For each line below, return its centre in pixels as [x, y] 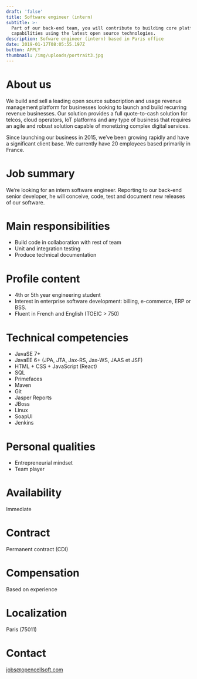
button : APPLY [23, 50]
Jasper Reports [33, 398]
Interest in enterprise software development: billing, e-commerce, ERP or [103, 302]
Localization [37, 613]
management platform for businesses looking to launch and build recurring [96, 107]
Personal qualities [51, 447]
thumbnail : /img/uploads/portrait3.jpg [55, 55]
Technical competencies [67, 338]
